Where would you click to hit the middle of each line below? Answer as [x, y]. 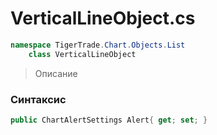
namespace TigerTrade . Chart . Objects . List [98, 45]
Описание [56, 73]
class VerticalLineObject [82, 54]
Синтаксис [38, 99]
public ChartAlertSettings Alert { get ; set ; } [109, 120]
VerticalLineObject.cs [103, 18]
